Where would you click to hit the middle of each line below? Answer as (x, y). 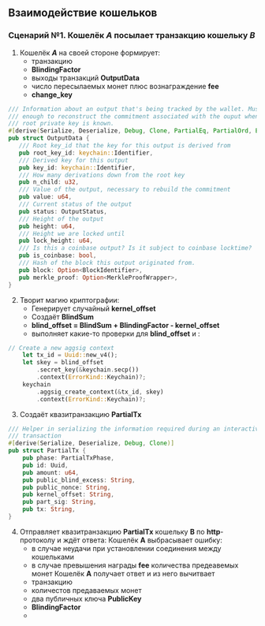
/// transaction (35, 436)
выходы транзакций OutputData (86, 77)
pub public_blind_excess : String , (79, 480)
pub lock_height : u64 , (56, 241)
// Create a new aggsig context (61, 348)
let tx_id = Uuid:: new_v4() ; (70, 355)
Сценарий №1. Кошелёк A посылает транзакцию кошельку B (132, 35)
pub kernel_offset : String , (68, 495)
